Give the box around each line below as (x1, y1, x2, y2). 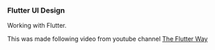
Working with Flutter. (7, 22, 67, 30)
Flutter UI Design (7, 6, 65, 15)
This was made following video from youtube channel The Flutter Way (7, 35, 208, 43)
